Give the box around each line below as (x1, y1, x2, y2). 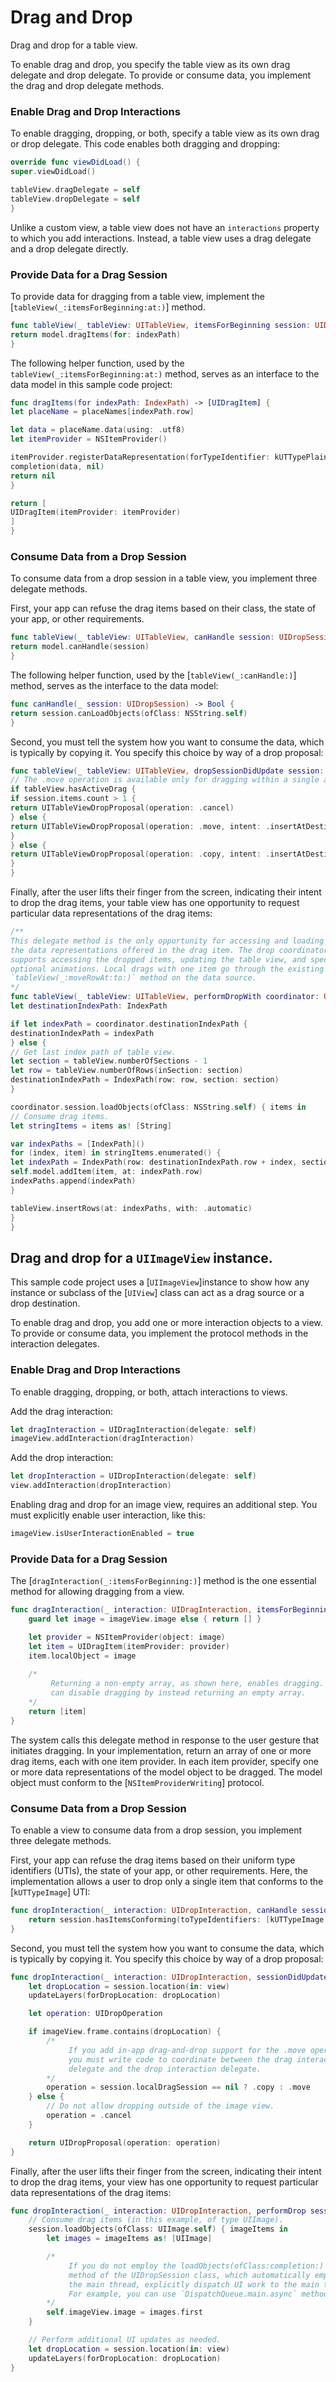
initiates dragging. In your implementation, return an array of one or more (10, 1744, 312, 1756)
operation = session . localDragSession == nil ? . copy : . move (46, 2082, 311, 2093)
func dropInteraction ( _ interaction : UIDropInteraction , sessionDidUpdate (10, 1972, 329, 1982)
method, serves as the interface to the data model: (10, 679, 219, 691)
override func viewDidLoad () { (10, 157, 141, 168)
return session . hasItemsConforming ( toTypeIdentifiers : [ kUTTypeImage (28, 1914, 325, 1925)
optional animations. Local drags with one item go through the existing (10, 964, 325, 974)
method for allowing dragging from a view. (10, 1586, 185, 1598)
